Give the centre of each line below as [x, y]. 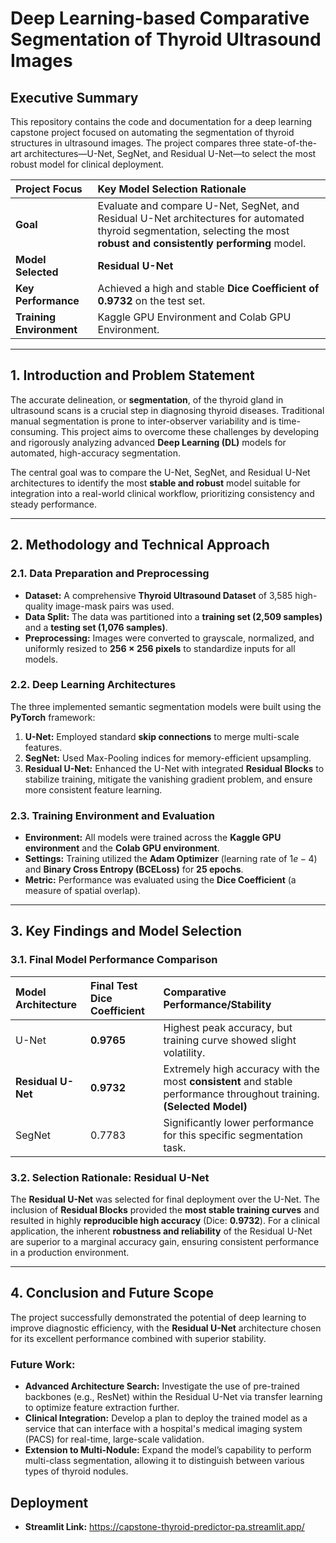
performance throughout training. [241, 1094]
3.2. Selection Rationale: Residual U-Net [110, 1177]
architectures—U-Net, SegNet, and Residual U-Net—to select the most [170, 153]
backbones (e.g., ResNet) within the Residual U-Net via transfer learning [173, 1397]
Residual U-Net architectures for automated [201, 218]
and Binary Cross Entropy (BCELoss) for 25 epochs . [134, 869]
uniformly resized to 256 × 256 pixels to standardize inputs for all [160, 648]
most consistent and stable [228, 1081]
